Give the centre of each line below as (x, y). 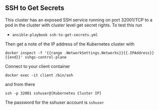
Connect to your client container (38, 66)
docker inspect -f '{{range (34, 53)
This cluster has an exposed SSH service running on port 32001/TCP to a (79, 20)
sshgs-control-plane (46, 57)
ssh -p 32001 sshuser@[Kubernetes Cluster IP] (53, 93)
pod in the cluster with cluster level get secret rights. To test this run (74, 25)
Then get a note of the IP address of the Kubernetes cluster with (70, 44)
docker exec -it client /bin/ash (39, 75)
